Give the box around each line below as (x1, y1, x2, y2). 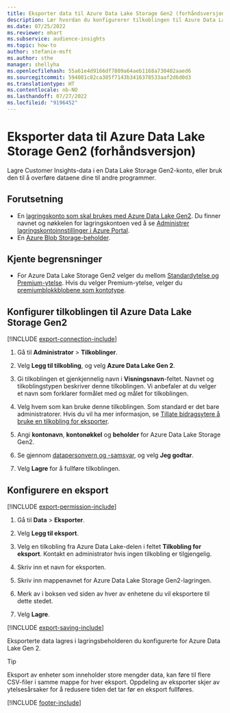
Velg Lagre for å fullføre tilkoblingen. (16, 465, 120, 473)
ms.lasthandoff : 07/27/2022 (7, 93, 88, 100)
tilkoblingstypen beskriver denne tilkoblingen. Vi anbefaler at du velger (16, 382, 217, 390)
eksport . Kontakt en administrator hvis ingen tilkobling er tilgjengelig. (16, 550, 212, 558)
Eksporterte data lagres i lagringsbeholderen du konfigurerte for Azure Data (7, 637, 221, 645)
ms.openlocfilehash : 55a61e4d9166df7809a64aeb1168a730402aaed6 (7, 67, 192, 74)
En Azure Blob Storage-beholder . (16, 233, 111, 242)
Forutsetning (7, 194, 64, 205)
